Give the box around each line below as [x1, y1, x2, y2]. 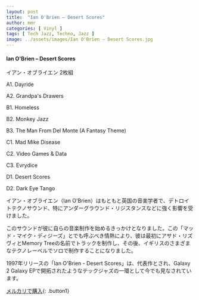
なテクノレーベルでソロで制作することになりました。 [6, 247, 137, 254]
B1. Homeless [6, 104, 40, 111]
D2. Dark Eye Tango [6, 185, 55, 192]
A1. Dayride [6, 81, 35, 88]
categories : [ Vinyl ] [6, 25, 63, 32]
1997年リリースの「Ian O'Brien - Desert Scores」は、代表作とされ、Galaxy [6, 260, 191, 267]
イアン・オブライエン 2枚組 [6, 69, 73, 76]
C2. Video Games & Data [6, 150, 67, 157]
